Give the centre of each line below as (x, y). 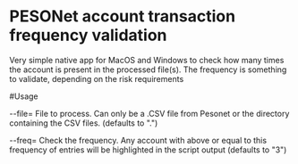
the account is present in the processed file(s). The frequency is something (148, 70)
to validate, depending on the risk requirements (97, 78)
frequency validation (88, 35)
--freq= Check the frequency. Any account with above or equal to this (138, 140)
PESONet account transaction (122, 16)
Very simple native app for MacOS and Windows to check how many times (147, 60)
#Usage (24, 96)
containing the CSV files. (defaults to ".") (84, 123)
